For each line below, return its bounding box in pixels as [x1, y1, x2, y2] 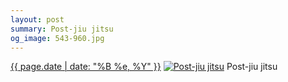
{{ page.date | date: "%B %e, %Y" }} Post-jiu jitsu [10, 61, 278, 73]
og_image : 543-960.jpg [10, 33, 105, 43]
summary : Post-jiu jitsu [10, 24, 114, 34]
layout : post [10, 14, 65, 25]
